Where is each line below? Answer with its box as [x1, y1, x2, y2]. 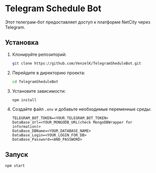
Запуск [5, 150, 28, 159]
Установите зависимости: [12, 88, 66, 94]
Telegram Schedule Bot [5, 3, 101, 14]
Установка [5, 39, 39, 47]
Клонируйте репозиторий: [12, 51, 67, 57]
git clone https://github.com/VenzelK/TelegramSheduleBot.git [12, 61, 141, 66]
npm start [5, 163, 25, 169]
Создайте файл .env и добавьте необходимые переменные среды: [12, 106, 152, 112]
